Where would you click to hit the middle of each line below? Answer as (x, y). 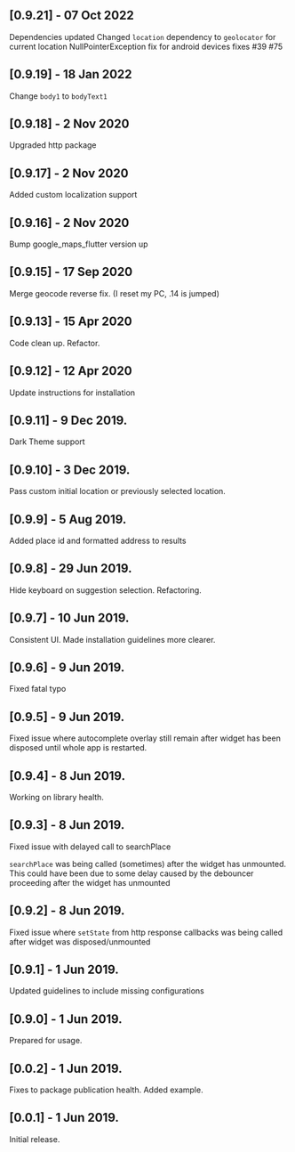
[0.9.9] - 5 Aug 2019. (68, 519)
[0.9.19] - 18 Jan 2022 (71, 74)
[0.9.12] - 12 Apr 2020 (71, 371)
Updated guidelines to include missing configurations (107, 991)
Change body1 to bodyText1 (59, 96)
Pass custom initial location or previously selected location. (118, 491)
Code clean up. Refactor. (55, 343)
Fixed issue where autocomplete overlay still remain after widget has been (145, 738)
